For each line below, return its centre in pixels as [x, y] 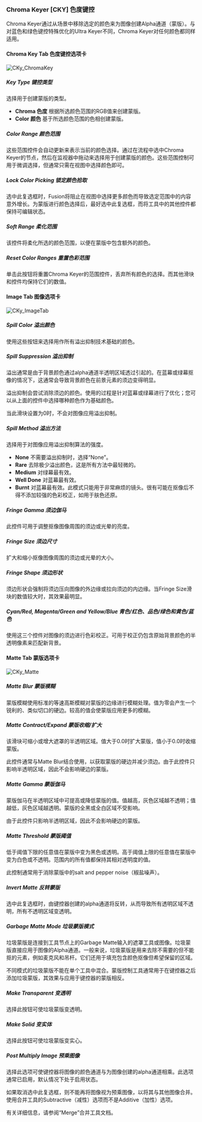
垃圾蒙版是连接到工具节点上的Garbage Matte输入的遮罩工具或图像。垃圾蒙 [99, 943]
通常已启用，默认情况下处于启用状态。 [54, 1079]
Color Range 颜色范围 [33, 134]
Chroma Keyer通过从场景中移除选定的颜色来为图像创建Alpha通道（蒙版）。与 [101, 24]
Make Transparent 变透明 [38, 993]
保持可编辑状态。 [27, 212]
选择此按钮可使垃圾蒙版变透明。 [46, 1009]
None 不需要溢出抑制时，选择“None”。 [63, 457]
